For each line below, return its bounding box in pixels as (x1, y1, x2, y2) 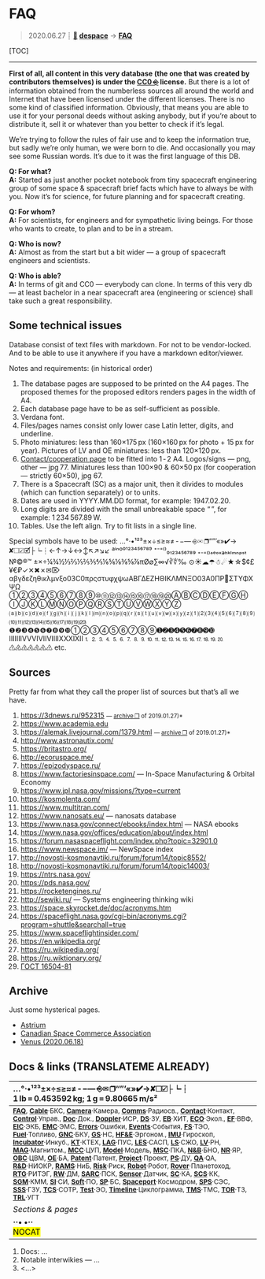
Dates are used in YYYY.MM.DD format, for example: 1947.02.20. (20, 495, 231, 505)
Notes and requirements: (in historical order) (9, 363, 153, 373)
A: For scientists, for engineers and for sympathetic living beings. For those (9, 215, 254, 224)
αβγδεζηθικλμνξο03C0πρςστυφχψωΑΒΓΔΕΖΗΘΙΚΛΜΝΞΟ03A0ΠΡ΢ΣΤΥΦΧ (9, 573, 254, 583)
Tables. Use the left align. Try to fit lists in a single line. (20, 521, 197, 530)
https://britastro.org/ (20, 743, 87, 753)
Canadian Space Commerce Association (20, 1029, 152, 1038)
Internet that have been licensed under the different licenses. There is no (9, 94, 245, 103)
